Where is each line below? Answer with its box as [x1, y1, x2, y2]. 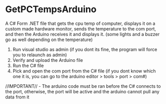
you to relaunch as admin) [12, 52, 67, 58]
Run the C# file [12, 62, 44, 68]
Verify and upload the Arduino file [12, 57, 84, 63]
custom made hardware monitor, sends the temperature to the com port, [5, 25, 156, 31]
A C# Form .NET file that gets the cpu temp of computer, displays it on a [5, 20, 155, 26]
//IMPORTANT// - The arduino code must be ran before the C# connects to [5, 83, 161, 89]
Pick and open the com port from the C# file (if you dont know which [12, 67, 156, 74]
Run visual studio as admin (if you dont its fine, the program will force [12, 46, 157, 52]
